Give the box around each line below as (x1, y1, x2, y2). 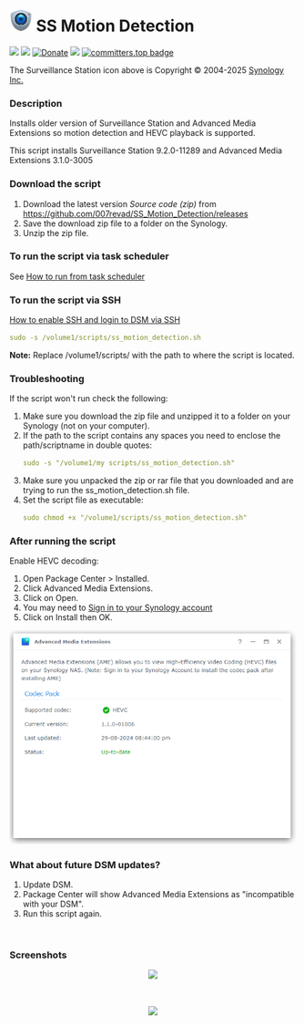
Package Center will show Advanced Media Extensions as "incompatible (22, 889, 295, 900)
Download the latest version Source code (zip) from (22, 198, 217, 209)
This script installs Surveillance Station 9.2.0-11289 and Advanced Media (9, 145, 283, 156)
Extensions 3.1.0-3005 (9, 155, 94, 166)
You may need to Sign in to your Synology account (22, 602, 213, 614)
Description (9, 97, 63, 109)
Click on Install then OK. (22, 612, 114, 623)
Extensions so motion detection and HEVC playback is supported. (9, 128, 257, 139)
